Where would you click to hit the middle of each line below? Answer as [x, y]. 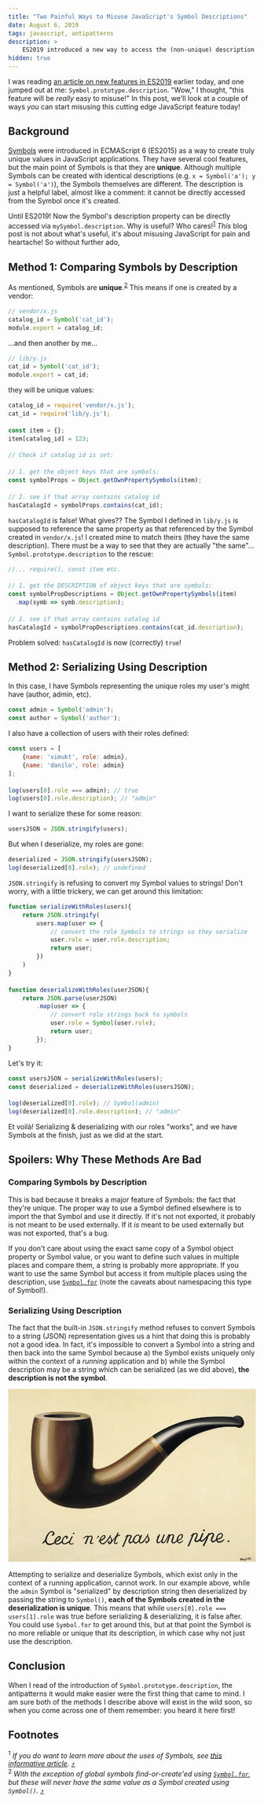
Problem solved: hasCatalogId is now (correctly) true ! [95, 642]
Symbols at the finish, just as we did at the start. [86, 1135]
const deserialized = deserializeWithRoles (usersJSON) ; [101, 1087]
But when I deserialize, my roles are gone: [76, 844]
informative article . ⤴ [42, 1764]
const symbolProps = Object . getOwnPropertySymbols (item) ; [105, 481]
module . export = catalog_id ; [56, 328]
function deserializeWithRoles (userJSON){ [79, 990]
